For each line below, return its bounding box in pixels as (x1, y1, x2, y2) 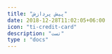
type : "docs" (7, 36, 49, 43)
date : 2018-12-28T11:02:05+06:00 (7, 17, 106, 24)
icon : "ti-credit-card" (7, 23, 77, 30)
